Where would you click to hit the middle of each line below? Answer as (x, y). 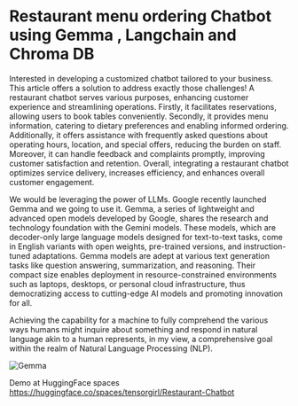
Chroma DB (52, 54)
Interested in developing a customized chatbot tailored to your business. (141, 78)
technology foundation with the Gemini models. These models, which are (143, 227)
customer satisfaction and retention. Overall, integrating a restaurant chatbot (149, 163)
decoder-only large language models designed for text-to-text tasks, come (146, 237)
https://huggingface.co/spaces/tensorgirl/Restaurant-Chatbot (122, 392)
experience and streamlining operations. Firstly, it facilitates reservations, (143, 106)
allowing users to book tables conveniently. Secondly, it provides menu (139, 116)
